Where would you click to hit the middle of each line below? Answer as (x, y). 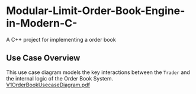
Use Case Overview (43, 58)
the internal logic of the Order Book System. (60, 78)
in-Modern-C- (42, 23)
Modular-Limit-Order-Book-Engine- (96, 11)
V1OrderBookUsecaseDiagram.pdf (48, 85)
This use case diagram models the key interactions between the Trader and (98, 72)
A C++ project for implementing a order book (61, 39)
